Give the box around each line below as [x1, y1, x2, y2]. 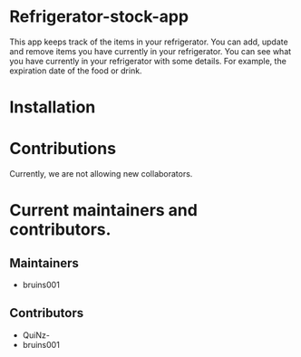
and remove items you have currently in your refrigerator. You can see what [9, 45, 292, 56]
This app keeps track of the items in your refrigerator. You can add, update [9, 36, 288, 47]
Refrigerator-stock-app [9, 6, 189, 27]
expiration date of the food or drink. [9, 65, 142, 76]
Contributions [9, 139, 116, 159]
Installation [9, 97, 96, 118]
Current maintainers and [9, 200, 198, 221]
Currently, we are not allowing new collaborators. [9, 169, 193, 179]
